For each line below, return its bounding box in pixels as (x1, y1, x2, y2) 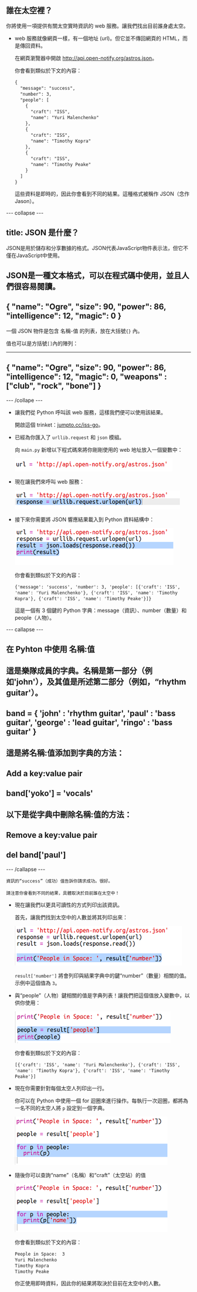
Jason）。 (14, 197, 38, 204)
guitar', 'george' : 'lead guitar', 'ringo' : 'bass (6, 718, 173, 728)
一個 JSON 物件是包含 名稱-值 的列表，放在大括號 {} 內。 (6, 327, 143, 334)
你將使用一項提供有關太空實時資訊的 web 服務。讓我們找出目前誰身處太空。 (6, 22, 189, 29)
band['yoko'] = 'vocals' (6, 788, 93, 798)
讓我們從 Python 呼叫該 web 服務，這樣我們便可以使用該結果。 (14, 408, 167, 415)
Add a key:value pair (6, 768, 83, 779)
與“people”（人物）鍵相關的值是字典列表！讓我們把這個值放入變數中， (14, 992, 185, 999)
